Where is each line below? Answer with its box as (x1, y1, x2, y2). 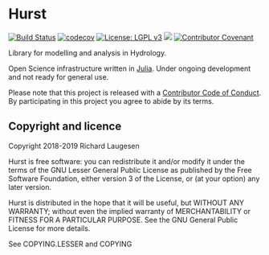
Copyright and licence (8, 120, 122, 134)
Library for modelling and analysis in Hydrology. (8, 47, 167, 57)
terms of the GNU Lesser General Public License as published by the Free (8, 165, 252, 175)
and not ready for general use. (8, 72, 109, 81)
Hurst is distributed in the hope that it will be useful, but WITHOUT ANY (8, 198, 245, 208)
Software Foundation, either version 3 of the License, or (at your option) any (8, 174, 260, 183)
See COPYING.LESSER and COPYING (8, 239, 132, 249)
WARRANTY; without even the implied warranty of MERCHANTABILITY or (8, 206, 251, 216)
